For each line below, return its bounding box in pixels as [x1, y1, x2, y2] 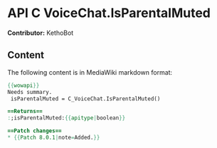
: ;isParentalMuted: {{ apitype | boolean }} [7, 115, 126, 122]
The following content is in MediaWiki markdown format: [7, 68, 173, 76]
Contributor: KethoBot [7, 28, 74, 37]
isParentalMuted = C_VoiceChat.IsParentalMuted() [10, 95, 161, 102]
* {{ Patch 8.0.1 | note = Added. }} [7, 134, 100, 141]
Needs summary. [7, 88, 53, 95]
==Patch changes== [7, 127, 62, 134]
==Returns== [7, 108, 43, 115]
